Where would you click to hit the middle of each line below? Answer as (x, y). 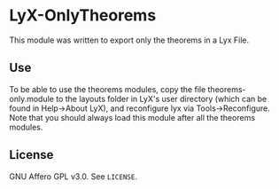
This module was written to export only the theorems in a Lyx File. (129, 40)
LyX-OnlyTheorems (83, 16)
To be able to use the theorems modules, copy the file (108, 89)
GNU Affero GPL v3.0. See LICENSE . (73, 176)
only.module (32, 98)
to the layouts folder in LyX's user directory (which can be (162, 98)
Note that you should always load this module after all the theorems (132, 117)
